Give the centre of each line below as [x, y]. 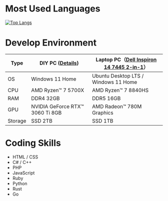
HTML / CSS [25, 157]
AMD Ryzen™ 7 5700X [58, 90]
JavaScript [23, 172]
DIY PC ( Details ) [59, 63]
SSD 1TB [103, 120]
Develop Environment [51, 43]
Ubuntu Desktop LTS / [118, 75]
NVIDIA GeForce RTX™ [57, 106]
